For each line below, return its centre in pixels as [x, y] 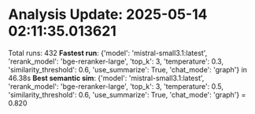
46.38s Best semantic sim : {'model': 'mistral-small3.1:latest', [106, 78]
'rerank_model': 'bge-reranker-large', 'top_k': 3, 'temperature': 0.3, [116, 61]
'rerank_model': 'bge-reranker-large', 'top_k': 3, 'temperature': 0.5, [116, 86]
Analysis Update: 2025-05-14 [108, 15]
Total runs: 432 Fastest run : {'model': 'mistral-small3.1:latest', [108, 53]
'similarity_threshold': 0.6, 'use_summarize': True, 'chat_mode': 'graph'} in [128, 69]
